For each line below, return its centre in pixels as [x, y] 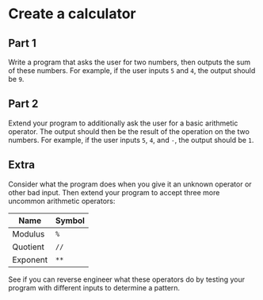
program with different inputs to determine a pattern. [94, 287]
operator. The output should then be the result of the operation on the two [129, 131]
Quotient [29, 247]
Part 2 [23, 104]
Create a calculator [72, 14]
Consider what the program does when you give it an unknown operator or [130, 184]
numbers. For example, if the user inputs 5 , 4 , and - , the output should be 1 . [131, 140]
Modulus [29, 233]
